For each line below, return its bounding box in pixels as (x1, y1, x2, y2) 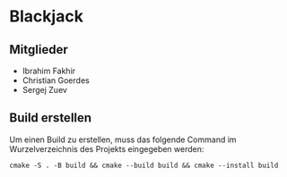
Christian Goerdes (22, 75, 90, 86)
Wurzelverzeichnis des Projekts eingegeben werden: (9, 143, 204, 154)
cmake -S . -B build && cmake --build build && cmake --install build (9, 161, 279, 170)
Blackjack (9, 6, 83, 27)
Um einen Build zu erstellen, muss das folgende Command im (9, 134, 237, 145)
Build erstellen (9, 110, 92, 126)
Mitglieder (9, 42, 69, 57)
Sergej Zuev (22, 85, 67, 95)
